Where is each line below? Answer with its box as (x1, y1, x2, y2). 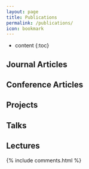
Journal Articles (6, 59, 67, 70)
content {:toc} (14, 42, 50, 49)
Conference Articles (6, 80, 84, 90)
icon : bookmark (6, 25, 44, 32)
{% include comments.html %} (6, 156, 82, 164)
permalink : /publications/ (6, 20, 73, 26)
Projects (6, 100, 38, 110)
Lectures (6, 141, 40, 151)
